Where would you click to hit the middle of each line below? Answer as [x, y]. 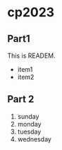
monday [29, 124]
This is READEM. [32, 55]
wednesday [34, 139]
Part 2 [21, 99]
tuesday [29, 132]
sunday [28, 116]
